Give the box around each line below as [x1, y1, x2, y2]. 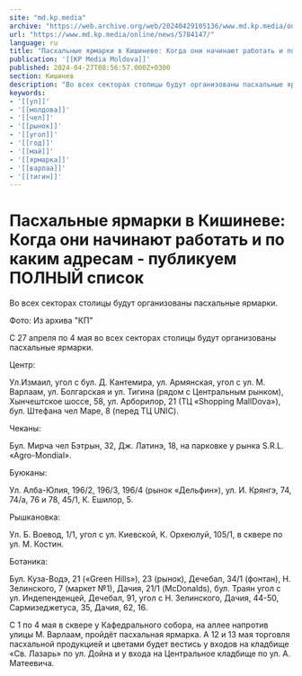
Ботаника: [9, 556, 48, 567]
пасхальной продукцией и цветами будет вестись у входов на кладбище [9, 639, 289, 650]
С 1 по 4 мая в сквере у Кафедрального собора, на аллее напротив [9, 619, 269, 630]
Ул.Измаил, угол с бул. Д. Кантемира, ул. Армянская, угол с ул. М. [9, 377, 266, 387]
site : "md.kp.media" [9, 13, 87, 22]
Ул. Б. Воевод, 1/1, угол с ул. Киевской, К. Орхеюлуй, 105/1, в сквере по [9, 529, 283, 540]
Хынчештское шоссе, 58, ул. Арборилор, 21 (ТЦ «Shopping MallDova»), [9, 396, 281, 407]
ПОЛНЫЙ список [9, 268, 145, 289]
